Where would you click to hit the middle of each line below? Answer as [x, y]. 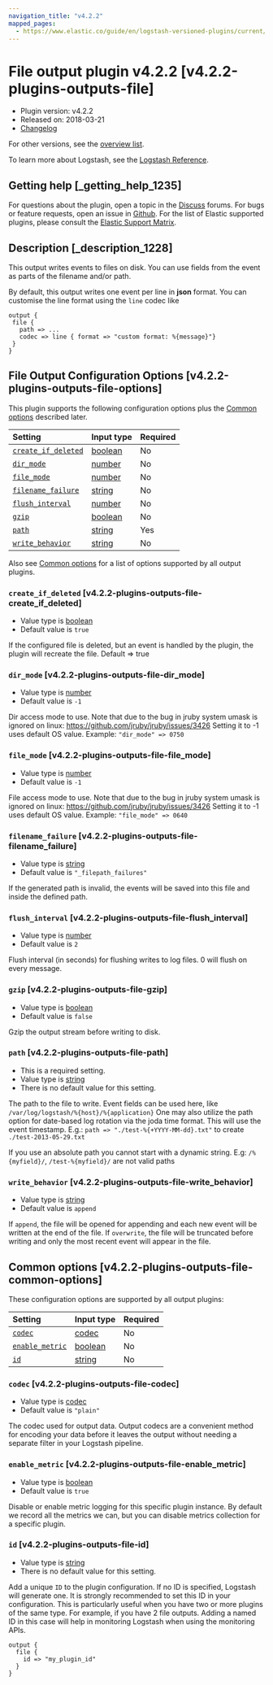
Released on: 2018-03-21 [62, 120]
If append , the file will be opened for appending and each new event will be [133, 1224]
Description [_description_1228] [91, 248]
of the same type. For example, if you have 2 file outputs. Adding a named [132, 1613]
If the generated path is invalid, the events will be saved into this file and [129, 888]
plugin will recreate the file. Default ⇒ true [79, 654]
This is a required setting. [63, 1070]
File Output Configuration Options [96, 376]
